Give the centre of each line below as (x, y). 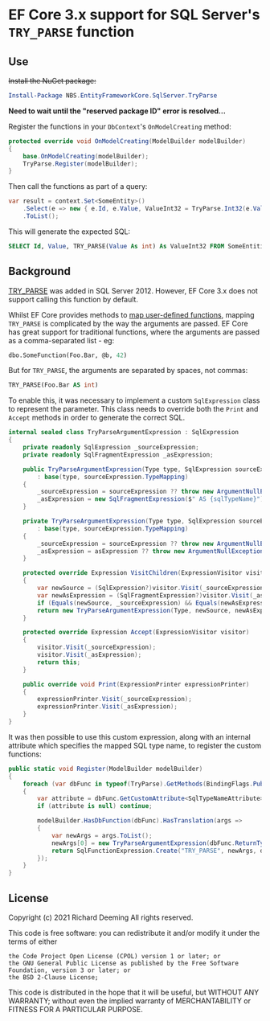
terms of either (33, 941)
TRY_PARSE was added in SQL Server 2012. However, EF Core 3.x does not (133, 290)
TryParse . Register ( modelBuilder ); (80, 164)
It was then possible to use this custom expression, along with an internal (129, 736)
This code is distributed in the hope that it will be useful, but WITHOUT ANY (134, 992)
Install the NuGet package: (52, 81)
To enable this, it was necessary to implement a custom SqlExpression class (134, 400)
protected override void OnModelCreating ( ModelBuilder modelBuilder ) (127, 141)
